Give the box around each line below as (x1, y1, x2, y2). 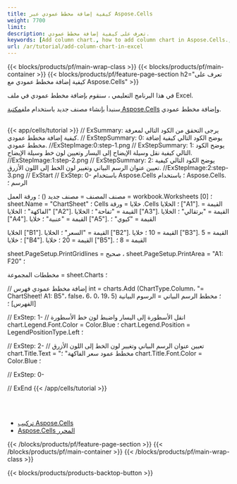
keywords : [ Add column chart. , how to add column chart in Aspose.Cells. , (7, 37, 232, 44)
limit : (7, 23, 27, 30)
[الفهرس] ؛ (7, 299, 37, 308)
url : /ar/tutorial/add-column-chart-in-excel (7, 43, 143, 50)
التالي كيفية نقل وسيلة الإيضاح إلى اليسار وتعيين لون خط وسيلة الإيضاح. (7, 149, 193, 157)
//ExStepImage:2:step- (162, 164, 229, 171)
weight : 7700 (7, 17, 46, 24)
